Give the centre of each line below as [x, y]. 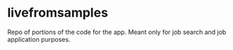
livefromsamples [58, 13]
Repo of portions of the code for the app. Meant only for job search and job [117, 32]
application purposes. [39, 39]
